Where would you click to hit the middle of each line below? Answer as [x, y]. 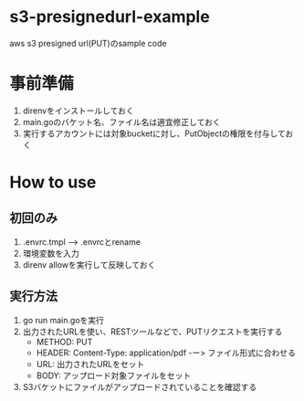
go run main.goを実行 [63, 320]
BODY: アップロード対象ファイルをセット [114, 375]
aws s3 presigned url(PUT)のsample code [88, 43]
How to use [53, 182]
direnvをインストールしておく [78, 111]
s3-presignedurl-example [110, 17]
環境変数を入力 [51, 253]
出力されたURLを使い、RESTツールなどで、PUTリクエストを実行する [152, 332]
